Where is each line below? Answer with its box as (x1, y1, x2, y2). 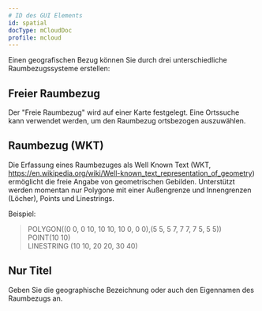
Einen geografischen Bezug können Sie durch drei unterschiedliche (8, 55, 227, 65)
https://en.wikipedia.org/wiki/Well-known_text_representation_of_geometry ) (8, 168, 255, 178)
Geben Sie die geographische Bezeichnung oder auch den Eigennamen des (8, 285, 255, 294)
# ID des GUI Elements (8, 11, 83, 20)
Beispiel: (8, 209, 36, 218)
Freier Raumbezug (8, 86, 101, 100)
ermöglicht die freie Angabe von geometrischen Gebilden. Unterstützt (8, 176, 235, 186)
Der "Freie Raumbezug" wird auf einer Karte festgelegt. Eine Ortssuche (8, 108, 240, 117)
